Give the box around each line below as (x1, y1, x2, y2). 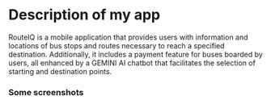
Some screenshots (8, 86, 84, 98)
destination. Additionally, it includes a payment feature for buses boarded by (8, 49, 263, 59)
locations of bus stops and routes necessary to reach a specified (8, 40, 225, 50)
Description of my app (8, 6, 160, 24)
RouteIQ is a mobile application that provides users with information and (8, 32, 248, 42)
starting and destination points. (8, 66, 112, 76)
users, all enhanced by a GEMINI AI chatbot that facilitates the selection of (8, 58, 256, 68)
